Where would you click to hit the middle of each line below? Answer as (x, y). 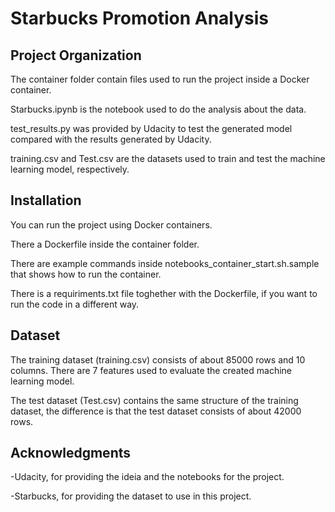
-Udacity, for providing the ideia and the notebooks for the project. (147, 477)
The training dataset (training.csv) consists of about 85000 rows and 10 (158, 359)
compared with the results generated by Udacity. (111, 139)
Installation (46, 200)
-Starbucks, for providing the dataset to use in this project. (131, 496)
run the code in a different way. (75, 304)
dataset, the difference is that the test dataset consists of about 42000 (156, 411)
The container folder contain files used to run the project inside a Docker (160, 79)
